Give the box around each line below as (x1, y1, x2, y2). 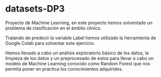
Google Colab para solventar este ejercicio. (5, 40, 95, 46)
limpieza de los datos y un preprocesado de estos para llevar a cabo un (5, 55, 154, 61)
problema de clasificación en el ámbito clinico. (5, 25, 102, 31)
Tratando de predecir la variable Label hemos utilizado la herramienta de (5, 35, 156, 41)
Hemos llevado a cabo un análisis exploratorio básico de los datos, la (5, 50, 149, 56)
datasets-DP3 (5, 3, 65, 15)
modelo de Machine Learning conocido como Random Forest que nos (5, 60, 150, 66)
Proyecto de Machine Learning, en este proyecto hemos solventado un (5, 20, 153, 26)
